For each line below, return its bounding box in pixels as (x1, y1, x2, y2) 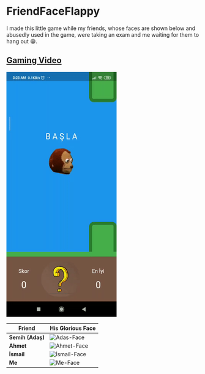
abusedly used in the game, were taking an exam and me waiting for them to (6, 31, 199, 38)
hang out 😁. (6, 37, 38, 45)
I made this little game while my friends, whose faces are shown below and (6, 24, 196, 32)
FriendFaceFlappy (6, 4, 100, 18)
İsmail (9, 351, 25, 357)
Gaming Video (6, 55, 62, 65)
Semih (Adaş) (9, 334, 45, 341)
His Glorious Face (50, 324, 96, 332)
